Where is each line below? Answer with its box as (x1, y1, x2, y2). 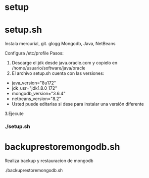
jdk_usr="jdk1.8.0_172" (11, 85, 57, 91)
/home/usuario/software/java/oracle (11, 65, 86, 71)
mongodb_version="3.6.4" (11, 91, 66, 97)
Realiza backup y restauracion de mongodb (4, 158, 94, 164)
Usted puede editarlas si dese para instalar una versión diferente (11, 101, 144, 107)
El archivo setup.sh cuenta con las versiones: (11, 70, 104, 76)
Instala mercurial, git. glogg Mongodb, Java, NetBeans (4, 41, 116, 47)
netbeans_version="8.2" (11, 96, 61, 102)
